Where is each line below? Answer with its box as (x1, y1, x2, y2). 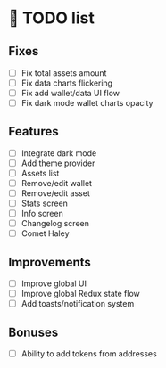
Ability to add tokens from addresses (21, 348, 157, 359)
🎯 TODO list (8, 8, 95, 29)
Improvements (8, 254, 91, 270)
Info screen (21, 209, 63, 219)
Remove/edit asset (21, 187, 90, 199)
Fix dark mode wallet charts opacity (21, 97, 154, 108)
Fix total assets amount (21, 67, 107, 78)
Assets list (21, 168, 60, 178)
